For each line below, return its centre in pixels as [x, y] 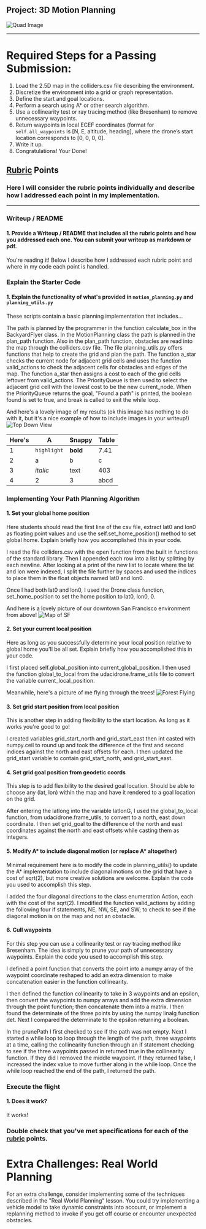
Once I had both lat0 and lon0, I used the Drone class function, [86, 590]
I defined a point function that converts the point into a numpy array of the [100, 968]
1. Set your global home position [48, 513]
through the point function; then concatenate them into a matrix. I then [95, 1007]
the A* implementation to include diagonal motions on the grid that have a [99, 871]
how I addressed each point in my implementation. [83, 195]
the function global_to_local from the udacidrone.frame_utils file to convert [101, 674]
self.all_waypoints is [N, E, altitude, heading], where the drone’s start [104, 131]
